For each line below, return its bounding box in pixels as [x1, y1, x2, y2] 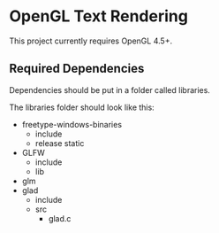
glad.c [48, 213, 72, 223]
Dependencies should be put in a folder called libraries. [9, 84, 210, 95]
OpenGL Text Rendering [9, 6, 188, 27]
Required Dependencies [9, 61, 145, 76]
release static [34, 137, 85, 148]
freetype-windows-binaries [21, 119, 122, 129]
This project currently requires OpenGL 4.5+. [9, 35, 173, 46]
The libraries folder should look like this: [9, 102, 155, 113]
